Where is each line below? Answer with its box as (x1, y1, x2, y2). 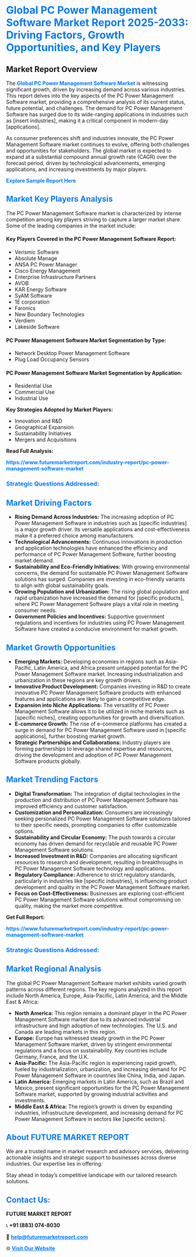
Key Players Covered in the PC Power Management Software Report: (6, 236, 177, 243)
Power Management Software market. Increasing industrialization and (14, 670, 183, 677)
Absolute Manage (14, 255, 57, 262)
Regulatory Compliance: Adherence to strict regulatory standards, (14, 871, 176, 878)
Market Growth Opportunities (6, 642, 116, 652)
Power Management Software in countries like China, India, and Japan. (14, 1072, 186, 1079)
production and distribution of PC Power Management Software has (14, 796, 178, 803)
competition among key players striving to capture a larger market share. (6, 216, 181, 223)
